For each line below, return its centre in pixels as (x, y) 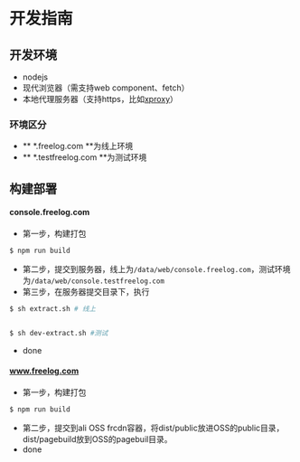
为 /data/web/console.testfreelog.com (94, 280)
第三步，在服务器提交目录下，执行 (86, 291)
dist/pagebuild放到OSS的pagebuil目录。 (97, 438)
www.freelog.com (44, 371)
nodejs (35, 77)
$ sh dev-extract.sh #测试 (59, 333)
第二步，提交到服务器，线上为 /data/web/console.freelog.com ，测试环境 (156, 269)
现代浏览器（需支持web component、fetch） (106, 88)
